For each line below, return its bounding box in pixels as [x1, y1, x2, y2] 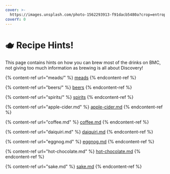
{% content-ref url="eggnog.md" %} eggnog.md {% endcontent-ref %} [5, 139, 154, 145]
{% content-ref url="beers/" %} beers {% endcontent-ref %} [5, 84, 133, 91]
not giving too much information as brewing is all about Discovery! [5, 65, 143, 71]
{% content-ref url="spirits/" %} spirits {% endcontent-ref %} [5, 94, 134, 100]
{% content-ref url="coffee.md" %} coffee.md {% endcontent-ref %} [5, 119, 149, 125]
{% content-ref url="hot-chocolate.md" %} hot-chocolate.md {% [5, 148, 141, 154]
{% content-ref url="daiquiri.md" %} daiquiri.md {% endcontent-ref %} [5, 129, 153, 135]
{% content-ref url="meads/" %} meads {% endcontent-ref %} [5, 75, 137, 81]
